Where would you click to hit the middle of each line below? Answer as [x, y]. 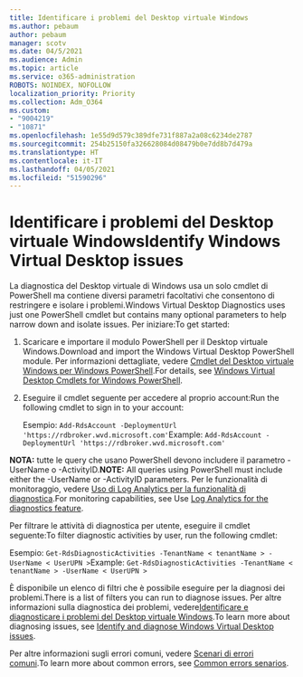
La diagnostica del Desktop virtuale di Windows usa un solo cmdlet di [139, 286]
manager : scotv [38, 43]
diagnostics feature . [47, 509]
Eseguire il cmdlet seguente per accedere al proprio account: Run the [151, 398]
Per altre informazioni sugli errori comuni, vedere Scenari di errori [132, 653]
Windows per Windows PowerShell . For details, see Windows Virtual [149, 371]
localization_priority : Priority [72, 93]
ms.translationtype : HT [54, 152]
